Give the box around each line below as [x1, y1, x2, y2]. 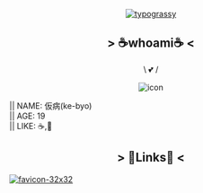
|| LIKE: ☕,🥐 [9, 120, 52, 131]
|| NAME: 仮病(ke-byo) [9, 100, 93, 111]
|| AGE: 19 [9, 110, 46, 121]
